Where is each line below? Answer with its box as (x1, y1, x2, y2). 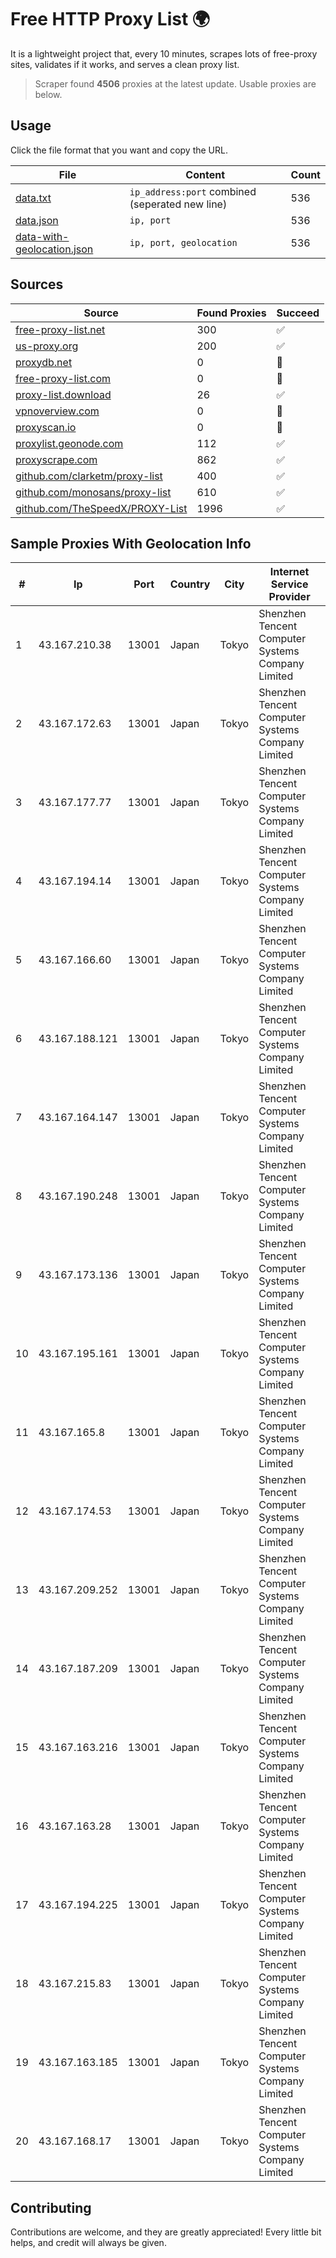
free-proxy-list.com (15, 371, 112, 385)
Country (169, 577, 211, 591)
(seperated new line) (129, 197, 228, 211)
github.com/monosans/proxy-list (15, 485, 172, 499)
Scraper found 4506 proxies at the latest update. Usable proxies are (34, 77, 317, 90)
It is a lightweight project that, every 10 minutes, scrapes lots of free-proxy (10, 47, 318, 60)
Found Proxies (196, 306, 267, 320)
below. (34, 88, 63, 100)
